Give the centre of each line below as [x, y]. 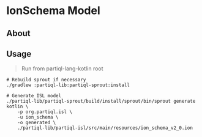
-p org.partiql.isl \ [45, 112]
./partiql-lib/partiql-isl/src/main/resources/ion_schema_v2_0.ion [105, 128]
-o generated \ [37, 123]
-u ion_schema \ [38, 117]
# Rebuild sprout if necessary [46, 80]
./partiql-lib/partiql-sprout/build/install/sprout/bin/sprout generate [101, 102]
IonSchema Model [53, 11]
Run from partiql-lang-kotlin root [62, 68]
